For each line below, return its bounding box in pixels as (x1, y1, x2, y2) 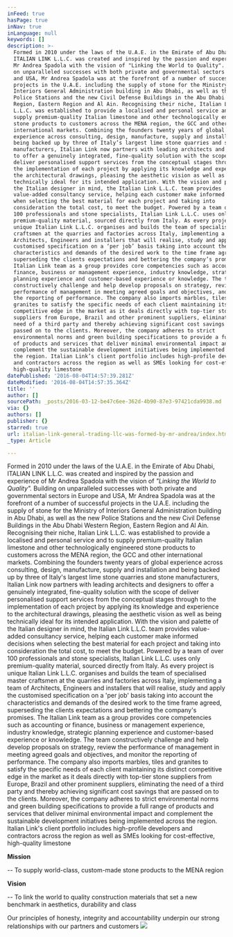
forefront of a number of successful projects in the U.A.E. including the (7, 499, 209, 508)
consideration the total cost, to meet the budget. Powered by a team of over (7, 647, 224, 655)
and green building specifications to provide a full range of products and (7, 802, 214, 810)
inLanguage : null (7, 29, 58, 37)
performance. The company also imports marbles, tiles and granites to (7, 758, 209, 766)
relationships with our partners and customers (7, 922, 139, 931)
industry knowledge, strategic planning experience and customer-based (7, 728, 214, 737)
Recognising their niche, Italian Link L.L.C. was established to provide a (7, 529, 210, 537)
